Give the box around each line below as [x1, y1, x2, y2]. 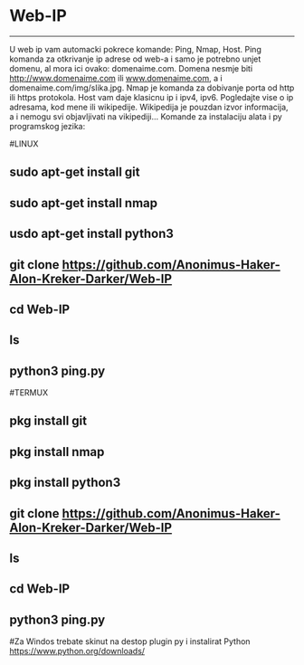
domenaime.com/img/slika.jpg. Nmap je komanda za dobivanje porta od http [9, 82, 295, 93]
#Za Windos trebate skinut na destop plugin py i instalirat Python [9, 636, 251, 647]
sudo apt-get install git [9, 165, 140, 180]
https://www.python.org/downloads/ [9, 646, 146, 657]
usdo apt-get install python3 [9, 226, 175, 242]
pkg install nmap [9, 444, 105, 460]
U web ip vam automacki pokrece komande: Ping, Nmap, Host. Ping [9, 43, 262, 54]
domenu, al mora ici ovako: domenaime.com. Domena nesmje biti [9, 62, 253, 73]
